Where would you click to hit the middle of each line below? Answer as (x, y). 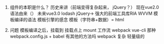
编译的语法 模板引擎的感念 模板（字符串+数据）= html (69, 20)
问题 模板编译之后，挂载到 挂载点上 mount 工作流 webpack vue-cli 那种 (83, 30)
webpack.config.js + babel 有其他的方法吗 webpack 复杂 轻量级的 (77, 36)
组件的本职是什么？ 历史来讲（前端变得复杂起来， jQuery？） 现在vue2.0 (84, 7)
